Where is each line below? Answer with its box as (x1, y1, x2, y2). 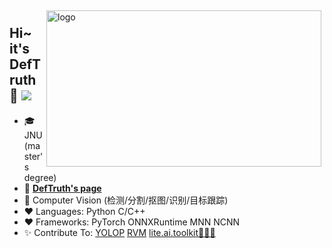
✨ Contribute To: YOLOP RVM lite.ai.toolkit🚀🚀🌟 (23, 226, 216, 238)
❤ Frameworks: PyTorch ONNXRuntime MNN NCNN (23, 216, 241, 228)
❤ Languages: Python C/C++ (23, 205, 146, 217)
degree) (23, 171, 57, 183)
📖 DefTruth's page (23, 182, 102, 194)
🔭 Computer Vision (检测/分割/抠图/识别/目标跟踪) (23, 194, 229, 206)
